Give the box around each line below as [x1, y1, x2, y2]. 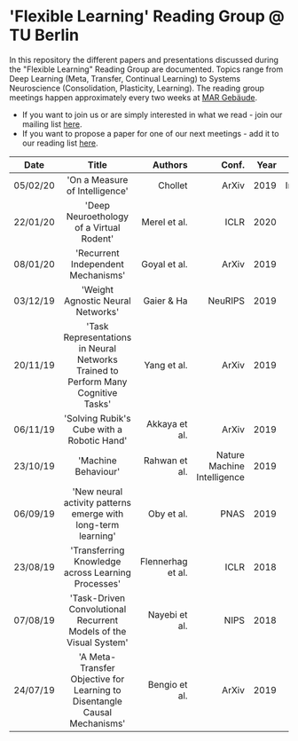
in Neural [78, 342, 117, 354]
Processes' [74, 577, 122, 589]
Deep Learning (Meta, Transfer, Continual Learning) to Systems [9, 73, 241, 83]
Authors [152, 158, 188, 170]
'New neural [72, 485, 123, 498]
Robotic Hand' [67, 434, 128, 446]
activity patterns [63, 496, 131, 508]
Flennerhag [140, 555, 188, 567]
